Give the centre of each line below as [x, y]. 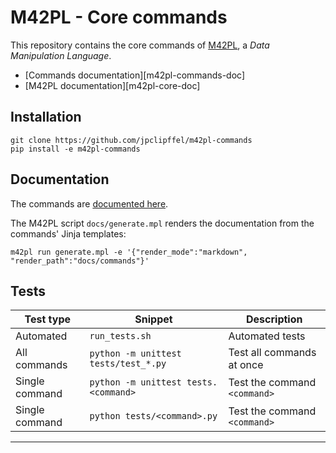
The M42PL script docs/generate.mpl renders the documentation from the [162, 223]
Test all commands [272, 353]
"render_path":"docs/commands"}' [80, 261]
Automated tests [267, 336]
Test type [47, 319]
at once [246, 365]
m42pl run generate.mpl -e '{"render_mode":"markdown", [129, 252]
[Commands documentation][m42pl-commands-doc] [134, 75]
